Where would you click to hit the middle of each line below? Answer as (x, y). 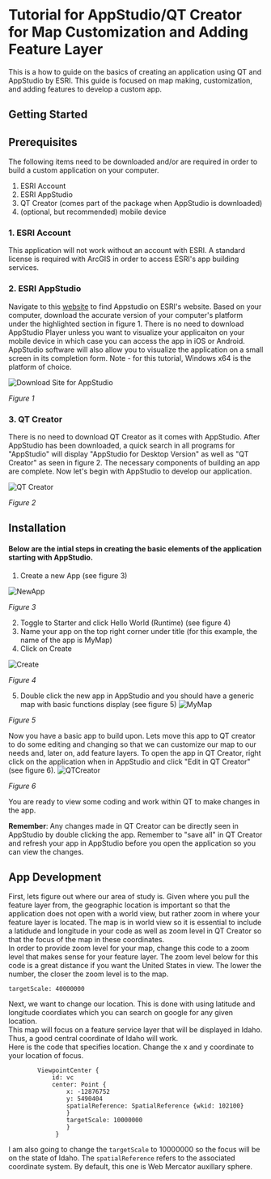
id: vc (63, 1078)
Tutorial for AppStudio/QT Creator (125, 15)
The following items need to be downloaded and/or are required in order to (133, 162)
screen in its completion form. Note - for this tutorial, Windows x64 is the (130, 358)
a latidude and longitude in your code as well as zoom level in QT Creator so (135, 931)
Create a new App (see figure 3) (74, 575)
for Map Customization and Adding (129, 32)
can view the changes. (46, 851)
